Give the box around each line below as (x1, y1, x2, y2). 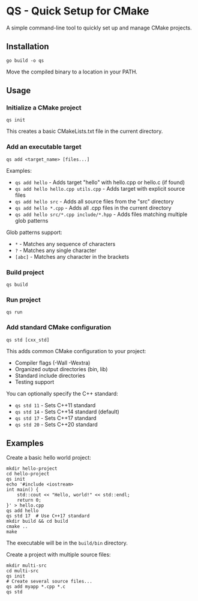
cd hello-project (6, 471, 50, 477)
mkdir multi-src (6, 562, 47, 569)
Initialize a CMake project (6, 103, 82, 112)
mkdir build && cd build (6, 519, 68, 525)
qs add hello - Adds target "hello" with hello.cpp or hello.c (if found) (14, 179, 185, 186)
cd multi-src (6, 568, 39, 574)
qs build (6, 282, 28, 288)
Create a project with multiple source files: (6, 551, 111, 558)
